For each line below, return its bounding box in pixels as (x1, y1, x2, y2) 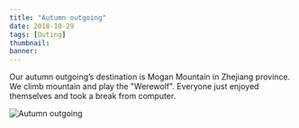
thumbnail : (9, 38, 50, 48)
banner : (9, 47, 39, 56)
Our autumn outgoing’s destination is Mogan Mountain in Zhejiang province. (9, 71, 291, 82)
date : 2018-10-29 (9, 22, 75, 31)
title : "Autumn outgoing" (9, 13, 106, 23)
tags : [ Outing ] (9, 30, 67, 39)
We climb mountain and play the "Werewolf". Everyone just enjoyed (9, 81, 259, 92)
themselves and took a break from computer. (9, 91, 177, 102)
